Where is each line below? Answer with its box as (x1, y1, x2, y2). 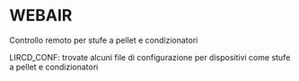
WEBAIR (9, 5, 73, 26)
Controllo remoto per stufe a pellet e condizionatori (9, 35, 198, 45)
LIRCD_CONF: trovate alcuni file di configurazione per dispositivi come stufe (9, 52, 291, 62)
